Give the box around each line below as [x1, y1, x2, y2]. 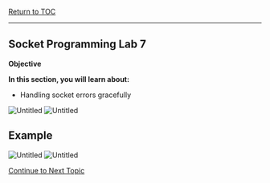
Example [8, 128, 53, 143]
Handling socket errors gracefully [19, 90, 132, 100]
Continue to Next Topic [8, 165, 85, 175]
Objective [8, 59, 42, 68]
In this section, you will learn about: [8, 74, 130, 83]
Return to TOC [8, 7, 56, 16]
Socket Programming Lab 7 [8, 38, 146, 51]
